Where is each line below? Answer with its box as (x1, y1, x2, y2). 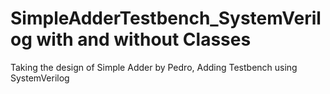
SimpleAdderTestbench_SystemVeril (10, 7, 322, 30)
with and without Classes (36, 28, 252, 51)
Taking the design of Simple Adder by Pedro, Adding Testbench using (10, 61, 298, 73)
